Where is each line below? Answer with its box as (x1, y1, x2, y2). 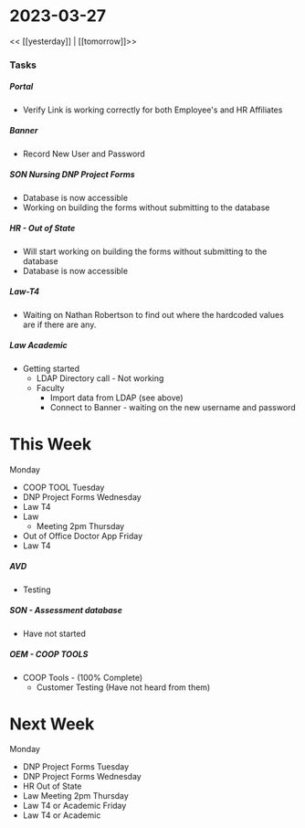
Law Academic (9, 340, 68, 351)
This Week (9, 433, 92, 454)
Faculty (36, 382, 65, 393)
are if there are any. (22, 319, 97, 330)
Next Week (9, 714, 95, 734)
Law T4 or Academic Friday (22, 801, 127, 812)
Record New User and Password (22, 148, 146, 159)
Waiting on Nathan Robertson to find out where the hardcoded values (22, 309, 285, 320)
